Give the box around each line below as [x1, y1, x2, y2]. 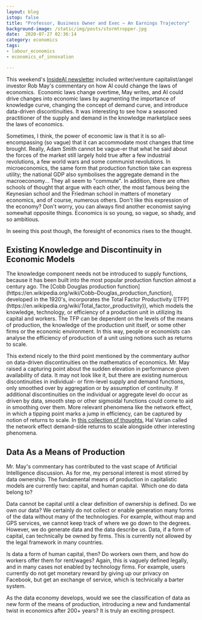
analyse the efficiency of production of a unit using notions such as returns [6, 334, 193, 342]
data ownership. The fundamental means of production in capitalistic [6, 476, 178, 483]
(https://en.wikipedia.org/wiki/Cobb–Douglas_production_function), [6, 289, 174, 296]
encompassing [6, 138, 43, 145]
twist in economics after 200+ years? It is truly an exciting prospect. [6, 607, 175, 615]
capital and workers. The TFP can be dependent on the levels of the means [6, 315, 194, 322]
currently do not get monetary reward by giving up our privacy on [6, 570, 169, 577]
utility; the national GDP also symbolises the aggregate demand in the [6, 170, 179, 178]
